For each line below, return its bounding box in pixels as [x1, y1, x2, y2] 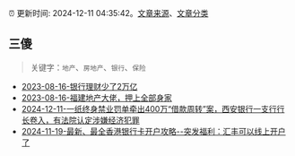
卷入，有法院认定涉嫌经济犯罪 [29, 115, 140, 126]
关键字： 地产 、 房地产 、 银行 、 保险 [30, 62, 146, 73]
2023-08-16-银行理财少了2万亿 [21, 81, 138, 91]
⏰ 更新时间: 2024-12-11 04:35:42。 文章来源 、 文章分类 [8, 8, 209, 18]
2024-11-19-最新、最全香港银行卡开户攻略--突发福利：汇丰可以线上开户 [21, 126, 286, 136]
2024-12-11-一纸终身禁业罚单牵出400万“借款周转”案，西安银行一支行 [21, 103, 277, 114]
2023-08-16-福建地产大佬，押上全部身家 [21, 92, 172, 103]
